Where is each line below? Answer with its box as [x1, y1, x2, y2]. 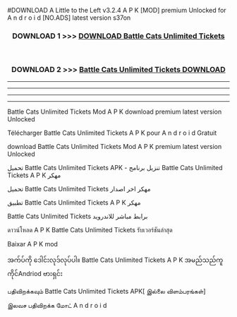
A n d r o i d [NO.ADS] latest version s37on [7, 13, 131, 22]
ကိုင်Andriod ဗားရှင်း [7, 269, 63, 277]
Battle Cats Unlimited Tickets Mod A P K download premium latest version [7, 107, 222, 116]
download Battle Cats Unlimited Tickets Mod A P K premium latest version [7, 142, 222, 150]
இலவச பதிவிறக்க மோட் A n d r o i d [7, 301, 107, 309]
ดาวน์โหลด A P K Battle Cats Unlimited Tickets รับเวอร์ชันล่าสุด [7, 225, 173, 234]
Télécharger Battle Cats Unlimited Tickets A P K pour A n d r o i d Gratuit [7, 128, 217, 137]
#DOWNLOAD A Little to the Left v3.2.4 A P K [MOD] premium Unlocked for [7, 6, 227, 14]
